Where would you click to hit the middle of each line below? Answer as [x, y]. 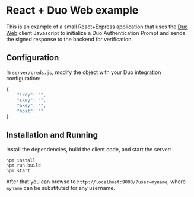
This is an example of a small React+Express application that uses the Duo [97, 27]
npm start [18, 170]
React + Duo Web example [72, 10]
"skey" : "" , [31, 100]
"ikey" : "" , [31, 95]
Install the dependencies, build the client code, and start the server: [89, 149]
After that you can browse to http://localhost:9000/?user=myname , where [96, 182]
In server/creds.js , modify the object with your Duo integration [84, 72]
